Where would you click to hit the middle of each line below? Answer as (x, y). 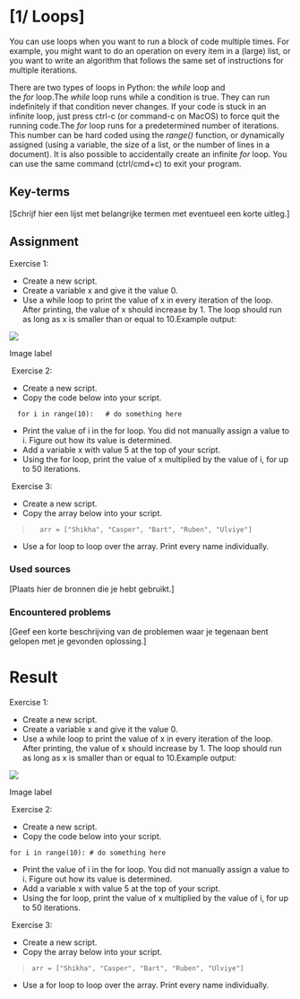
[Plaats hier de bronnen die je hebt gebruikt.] (92, 589)
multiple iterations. (43, 70)
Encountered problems (60, 612)
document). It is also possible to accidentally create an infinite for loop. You (148, 153)
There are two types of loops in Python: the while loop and (117, 87)
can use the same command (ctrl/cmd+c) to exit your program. (125, 163)
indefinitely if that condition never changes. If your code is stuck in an (138, 106)
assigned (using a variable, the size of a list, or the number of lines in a (140, 145)
